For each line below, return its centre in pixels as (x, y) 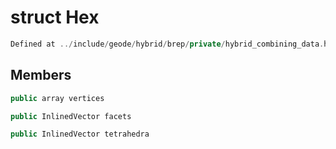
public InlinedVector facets (71, 116)
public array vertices (57, 98)
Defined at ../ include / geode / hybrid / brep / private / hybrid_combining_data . (167, 44)
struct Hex (55, 17)
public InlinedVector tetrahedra (80, 134)
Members (41, 75)
